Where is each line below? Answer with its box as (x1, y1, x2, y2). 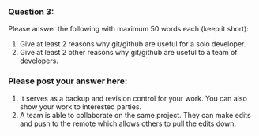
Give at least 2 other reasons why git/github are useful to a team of (19, 48, 238, 57)
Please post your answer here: (8, 75, 128, 86)
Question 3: (8, 6, 54, 17)
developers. (19, 56, 59, 65)
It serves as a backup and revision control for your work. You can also (19, 94, 247, 103)
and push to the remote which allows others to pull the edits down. (19, 119, 237, 128)
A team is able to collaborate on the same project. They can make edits (19, 110, 251, 119)
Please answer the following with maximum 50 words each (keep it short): (8, 24, 249, 34)
